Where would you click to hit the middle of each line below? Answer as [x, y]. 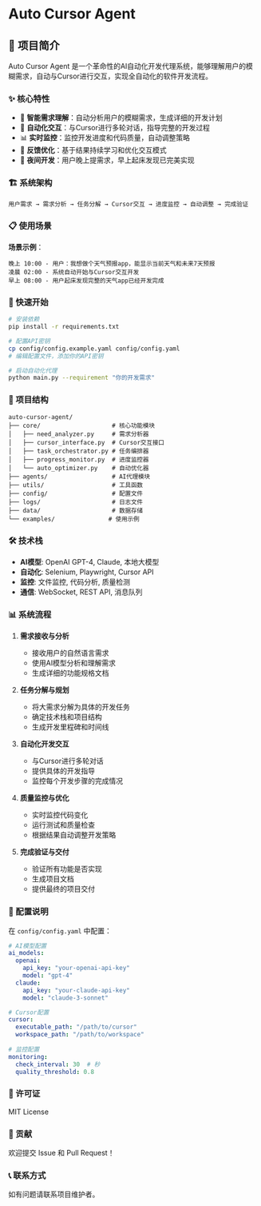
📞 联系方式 [27, 1175]
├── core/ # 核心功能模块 [82, 425]
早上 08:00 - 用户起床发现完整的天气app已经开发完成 [86, 281]
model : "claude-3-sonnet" [66, 998]
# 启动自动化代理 [33, 370]
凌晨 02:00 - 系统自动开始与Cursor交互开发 [74, 272]
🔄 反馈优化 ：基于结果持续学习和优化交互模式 [93, 150]
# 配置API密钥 [29, 341]
